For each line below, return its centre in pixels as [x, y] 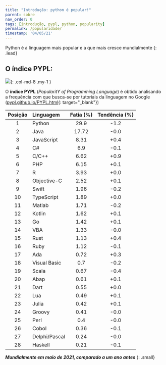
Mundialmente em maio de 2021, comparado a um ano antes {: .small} [80, 357]
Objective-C [47, 181]
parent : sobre [20, 15]
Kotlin [39, 214]
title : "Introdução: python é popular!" [48, 10]
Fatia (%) [81, 115]
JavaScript [45, 139]
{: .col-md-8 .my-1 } [31, 82]
